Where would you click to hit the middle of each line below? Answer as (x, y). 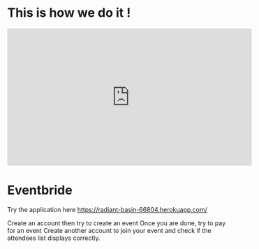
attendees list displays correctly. (54, 238)
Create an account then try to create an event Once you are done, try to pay (117, 223)
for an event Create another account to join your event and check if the (109, 230)
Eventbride (40, 190)
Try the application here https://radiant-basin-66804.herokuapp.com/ (108, 209)
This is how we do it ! (69, 13)
